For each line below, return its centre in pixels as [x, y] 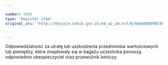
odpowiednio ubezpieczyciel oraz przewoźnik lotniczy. [61, 57]
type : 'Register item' [29, 19]
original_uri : [20, 23]
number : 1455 [19, 14]
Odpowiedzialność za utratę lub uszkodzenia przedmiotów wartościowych [82, 46]
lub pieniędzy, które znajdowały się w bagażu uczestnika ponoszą [73, 52]
